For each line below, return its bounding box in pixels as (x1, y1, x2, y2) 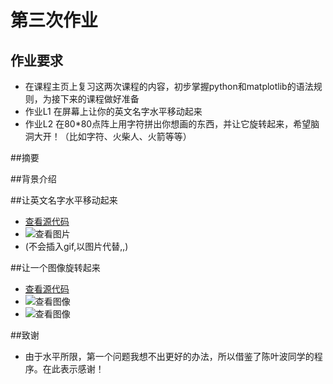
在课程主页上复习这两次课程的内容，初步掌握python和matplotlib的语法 (24, 81, 314, 92)
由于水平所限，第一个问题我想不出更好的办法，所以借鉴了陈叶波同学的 (24, 351, 315, 362)
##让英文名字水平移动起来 (10, 194, 118, 206)
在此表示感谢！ (42, 363, 105, 375)
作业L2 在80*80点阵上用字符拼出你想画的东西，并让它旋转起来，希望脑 (24, 118, 320, 130)
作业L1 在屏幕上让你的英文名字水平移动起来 (24, 106, 203, 117)
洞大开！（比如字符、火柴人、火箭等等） (24, 131, 192, 142)
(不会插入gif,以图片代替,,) (24, 241, 129, 252)
